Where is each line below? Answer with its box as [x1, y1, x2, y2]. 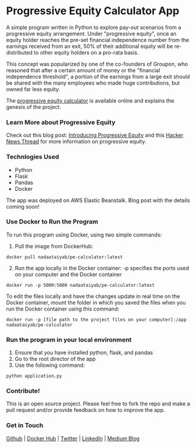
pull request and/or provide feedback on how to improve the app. [6, 407, 165, 414]
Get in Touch [6, 421, 44, 430]
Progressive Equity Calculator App [6, 4, 179, 18]
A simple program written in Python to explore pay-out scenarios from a [6, 24, 182, 31]
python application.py [6, 373, 62, 379]
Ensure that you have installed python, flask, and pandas [14, 349, 153, 356]
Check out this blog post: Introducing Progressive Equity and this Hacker [6, 132, 184, 139]
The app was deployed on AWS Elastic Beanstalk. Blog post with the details [6, 197, 191, 204]
